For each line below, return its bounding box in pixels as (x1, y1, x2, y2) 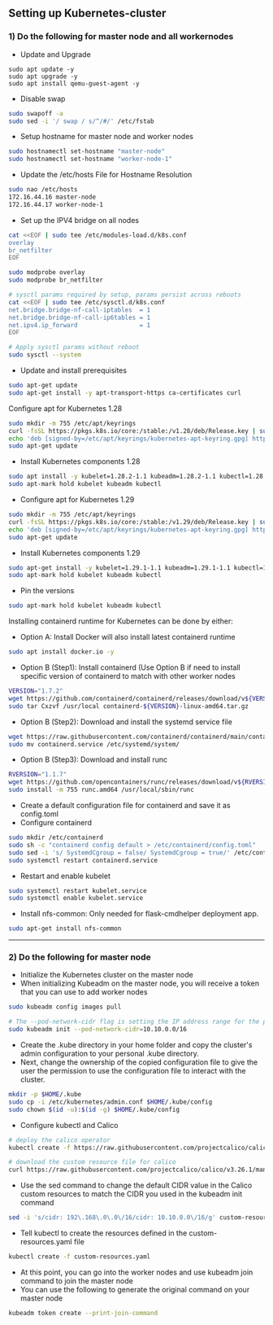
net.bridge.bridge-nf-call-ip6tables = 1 (8, 313, 151, 321)
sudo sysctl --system (8, 351, 82, 359)
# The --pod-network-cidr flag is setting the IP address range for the (8, 1017, 260, 1026)
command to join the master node (19, 1275, 134, 1285)
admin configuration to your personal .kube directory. (19, 1049, 199, 1059)
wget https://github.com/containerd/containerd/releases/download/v (8, 694, 245, 702)
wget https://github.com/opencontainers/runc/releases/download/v (8, 778, 238, 786)
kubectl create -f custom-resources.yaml (8, 1253, 151, 1261)
